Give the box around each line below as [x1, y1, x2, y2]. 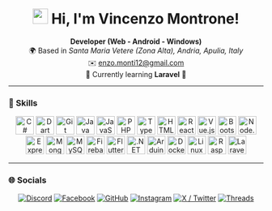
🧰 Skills [8, 97, 38, 109]
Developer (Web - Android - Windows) [70, 37, 202, 46]
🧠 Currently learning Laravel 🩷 [85, 69, 187, 79]
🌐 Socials [8, 174, 47, 186]
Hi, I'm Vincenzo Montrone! [51, 10, 240, 28]
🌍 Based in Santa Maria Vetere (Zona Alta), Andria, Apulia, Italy [28, 45, 244, 55]
